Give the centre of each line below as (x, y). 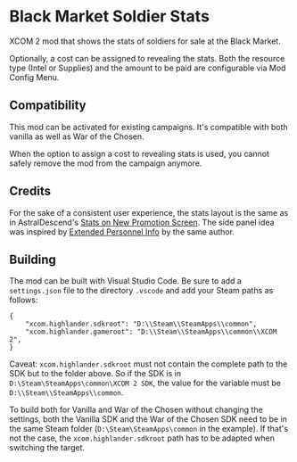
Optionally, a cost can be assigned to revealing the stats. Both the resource (147, 58)
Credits (30, 191)
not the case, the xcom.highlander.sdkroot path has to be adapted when (142, 438)
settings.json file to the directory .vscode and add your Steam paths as (141, 291)
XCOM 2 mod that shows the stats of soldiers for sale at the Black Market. (145, 41)
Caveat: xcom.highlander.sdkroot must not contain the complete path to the (148, 364)
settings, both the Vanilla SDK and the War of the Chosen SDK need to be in (148, 419)
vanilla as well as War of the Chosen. (77, 136)
